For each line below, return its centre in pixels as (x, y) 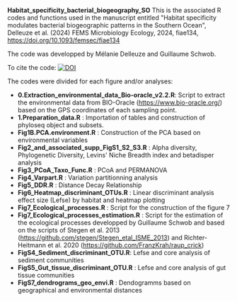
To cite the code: (32, 67)
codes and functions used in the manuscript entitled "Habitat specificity (112, 18)
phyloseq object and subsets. (60, 125)
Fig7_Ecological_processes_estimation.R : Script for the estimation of (120, 215)
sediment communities (51, 260)
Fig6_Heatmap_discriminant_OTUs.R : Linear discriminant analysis (116, 193)
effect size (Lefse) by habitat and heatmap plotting (91, 200)
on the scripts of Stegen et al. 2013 (69, 230)
